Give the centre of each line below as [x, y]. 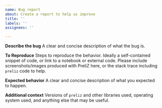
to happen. [16, 86]
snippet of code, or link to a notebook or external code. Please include [76, 61]
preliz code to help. [26, 71]
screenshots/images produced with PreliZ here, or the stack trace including [81, 66]
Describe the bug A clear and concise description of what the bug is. [75, 46]
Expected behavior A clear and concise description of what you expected [80, 81]
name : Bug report [23, 10]
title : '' [15, 19]
